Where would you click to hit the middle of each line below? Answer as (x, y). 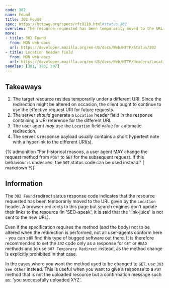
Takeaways (23, 87)
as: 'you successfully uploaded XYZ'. (44, 280)
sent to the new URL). (28, 217)
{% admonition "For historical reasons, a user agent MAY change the (76, 152)
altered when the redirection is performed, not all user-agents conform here (84, 232)
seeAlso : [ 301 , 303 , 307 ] (32, 66)
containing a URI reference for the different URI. (62, 120)
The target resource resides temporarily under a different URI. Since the (87, 99)
